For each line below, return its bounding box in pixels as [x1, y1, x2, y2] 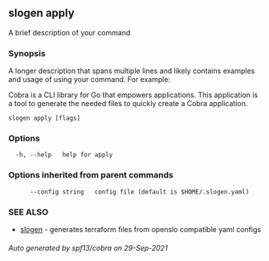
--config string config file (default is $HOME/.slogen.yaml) [29, 188, 250, 196]
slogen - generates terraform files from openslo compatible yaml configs [19, 225, 262, 234]
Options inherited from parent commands [8, 169, 174, 181]
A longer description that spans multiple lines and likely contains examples [8, 66, 255, 75]
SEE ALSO [8, 206, 49, 218]
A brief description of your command [8, 27, 131, 37]
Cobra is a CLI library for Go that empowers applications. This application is [8, 90, 259, 100]
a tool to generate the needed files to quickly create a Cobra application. [8, 99, 248, 108]
